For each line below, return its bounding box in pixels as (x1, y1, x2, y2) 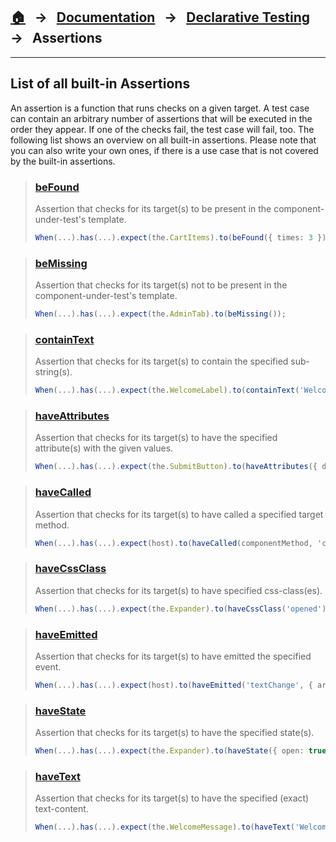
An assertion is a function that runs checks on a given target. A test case (10, 102, 310, 114)
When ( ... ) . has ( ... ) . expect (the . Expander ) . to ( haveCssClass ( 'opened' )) (34, 604, 332, 614)
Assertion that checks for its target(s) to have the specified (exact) (34, 792, 310, 804)
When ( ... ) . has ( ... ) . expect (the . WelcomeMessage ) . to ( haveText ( (34, 822, 296, 833)
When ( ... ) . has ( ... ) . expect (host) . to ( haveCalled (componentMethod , (34, 538, 313, 548)
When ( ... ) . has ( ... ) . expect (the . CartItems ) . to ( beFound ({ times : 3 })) (34, 232, 332, 243)
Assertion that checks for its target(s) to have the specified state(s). (34, 727, 315, 739)
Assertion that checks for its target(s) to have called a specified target (34, 508, 324, 520)
